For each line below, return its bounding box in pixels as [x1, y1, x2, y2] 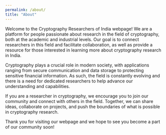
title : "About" [5, 12, 37, 17]
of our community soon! [5, 123, 55, 130]
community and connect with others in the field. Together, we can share [5, 98, 153, 104]
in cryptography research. [5, 108, 59, 115]
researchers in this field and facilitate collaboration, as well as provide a [5, 41, 153, 47]
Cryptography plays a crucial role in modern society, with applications [5, 62, 149, 68]
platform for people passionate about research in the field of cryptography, [5, 31, 160, 37]
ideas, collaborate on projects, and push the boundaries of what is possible [5, 103, 160, 109]
